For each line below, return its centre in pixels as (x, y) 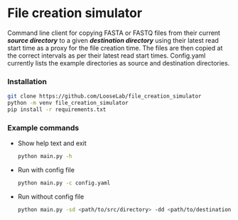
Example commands (43, 127)
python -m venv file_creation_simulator (68, 103)
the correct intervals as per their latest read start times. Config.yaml (107, 56)
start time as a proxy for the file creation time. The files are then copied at (115, 48)
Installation (27, 81)
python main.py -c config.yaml (64, 183)
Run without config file (51, 197)
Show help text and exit (52, 143)
